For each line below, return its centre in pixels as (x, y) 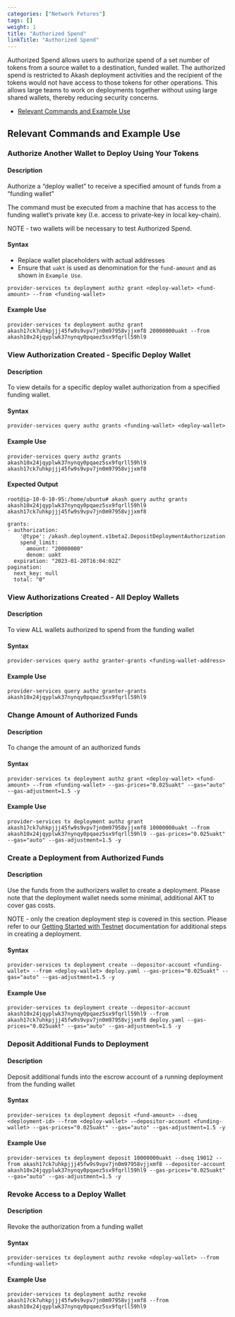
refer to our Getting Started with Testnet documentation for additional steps (117, 926)
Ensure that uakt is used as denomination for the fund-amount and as (117, 267)
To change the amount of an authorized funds (74, 748)
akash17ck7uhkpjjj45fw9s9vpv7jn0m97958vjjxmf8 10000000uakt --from (109, 827)
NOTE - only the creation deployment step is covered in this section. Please (117, 918)
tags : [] (20, 20)
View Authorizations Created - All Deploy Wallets (94, 597)
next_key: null (36, 573)
